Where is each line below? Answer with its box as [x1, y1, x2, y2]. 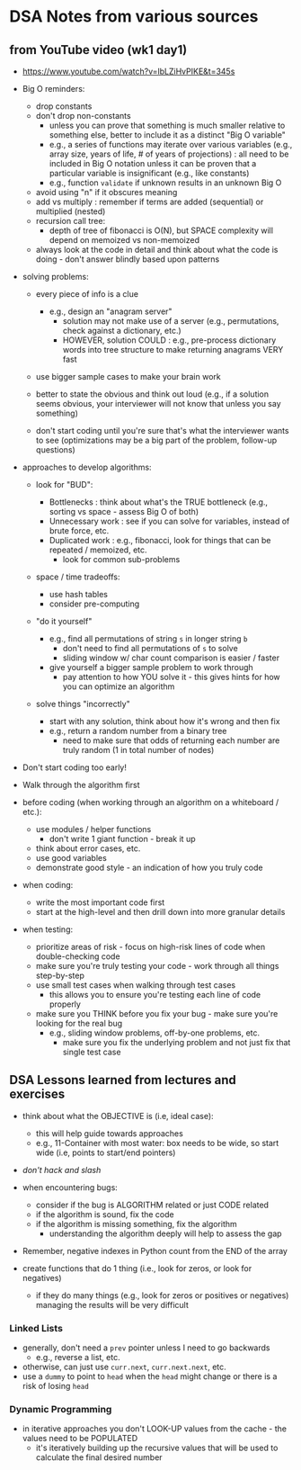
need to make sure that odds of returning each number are [62, 735, 280, 746]
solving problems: [22, 272, 89, 282]
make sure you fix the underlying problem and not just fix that [62, 1037, 291, 1047]
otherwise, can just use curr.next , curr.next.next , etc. [22, 1361, 226, 1373]
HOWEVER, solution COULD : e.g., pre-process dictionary [62, 335, 277, 345]
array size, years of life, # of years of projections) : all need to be [49, 148, 289, 159]
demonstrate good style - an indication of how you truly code [35, 862, 263, 873]
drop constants [35, 101, 93, 112]
